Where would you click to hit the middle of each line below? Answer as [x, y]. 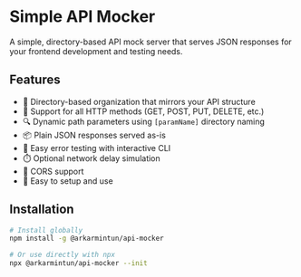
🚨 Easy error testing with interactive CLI [97, 148]
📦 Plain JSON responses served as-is [94, 135]
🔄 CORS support [53, 171]
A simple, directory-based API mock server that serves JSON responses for [150, 42]
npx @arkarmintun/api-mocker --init [78, 263]
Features [35, 80]
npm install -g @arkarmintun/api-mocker [87, 239]
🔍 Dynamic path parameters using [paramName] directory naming [144, 121]
